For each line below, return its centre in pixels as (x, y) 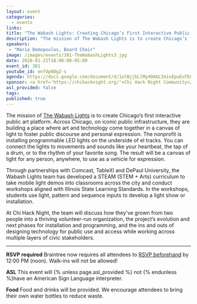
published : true (26, 98)
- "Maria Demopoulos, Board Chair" (52, 50)
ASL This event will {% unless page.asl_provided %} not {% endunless (91, 272)
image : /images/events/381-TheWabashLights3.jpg (67, 55)
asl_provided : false (31, 88)
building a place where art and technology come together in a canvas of (93, 128)
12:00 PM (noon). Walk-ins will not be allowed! (62, 261)
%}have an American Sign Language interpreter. (64, 278)
